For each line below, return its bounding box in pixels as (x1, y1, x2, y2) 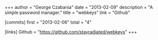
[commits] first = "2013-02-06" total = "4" (5, 19, 92, 25)
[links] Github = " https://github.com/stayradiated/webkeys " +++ (5, 29, 137, 34)
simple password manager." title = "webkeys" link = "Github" (5, 9, 130, 15)
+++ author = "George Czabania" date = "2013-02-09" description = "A (5, 4, 153, 10)
